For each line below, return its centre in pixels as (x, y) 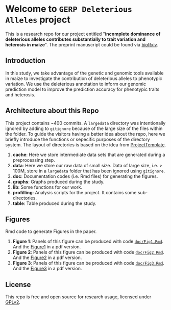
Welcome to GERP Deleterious (69, 9)
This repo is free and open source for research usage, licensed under (78, 297)
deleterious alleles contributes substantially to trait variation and (76, 39)
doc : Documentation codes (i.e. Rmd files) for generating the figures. (85, 176)
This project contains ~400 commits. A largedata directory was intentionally (86, 123)
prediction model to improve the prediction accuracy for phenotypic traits (82, 89)
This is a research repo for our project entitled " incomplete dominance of (83, 34)
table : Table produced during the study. (55, 203)
